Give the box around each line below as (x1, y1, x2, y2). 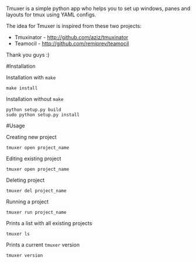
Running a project (6, 198, 49, 205)
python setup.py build (6, 107, 61, 113)
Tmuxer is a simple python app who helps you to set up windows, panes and (6, 5, 191, 12)
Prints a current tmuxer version (6, 241, 80, 248)
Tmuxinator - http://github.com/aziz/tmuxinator (14, 34, 129, 40)
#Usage (6, 122, 25, 129)
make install (6, 85, 38, 91)
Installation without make (6, 96, 64, 102)
